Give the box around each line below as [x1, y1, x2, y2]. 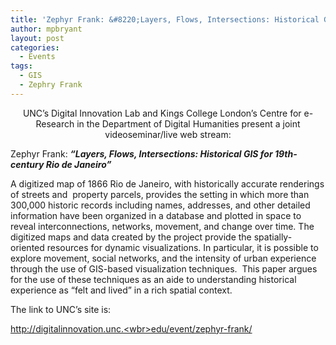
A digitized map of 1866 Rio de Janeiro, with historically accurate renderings [10, 177, 325, 190]
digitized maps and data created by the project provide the [10, 231, 252, 243]
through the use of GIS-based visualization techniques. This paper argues [10, 262, 318, 275]
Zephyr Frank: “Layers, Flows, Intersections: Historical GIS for [10, 147, 273, 160]
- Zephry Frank [19, 80, 83, 90]
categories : [10, 42, 60, 53]
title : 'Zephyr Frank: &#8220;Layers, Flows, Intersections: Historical [10, 14, 320, 25]
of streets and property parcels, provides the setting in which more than [10, 188, 310, 200]
